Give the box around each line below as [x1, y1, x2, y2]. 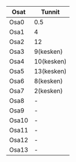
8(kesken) [34, 77, 63, 85]
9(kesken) [34, 48, 63, 56]
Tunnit [41, 8, 60, 16]
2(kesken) [34, 87, 63, 95]
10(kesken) [34, 57, 67, 65]
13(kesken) [34, 67, 67, 75]
